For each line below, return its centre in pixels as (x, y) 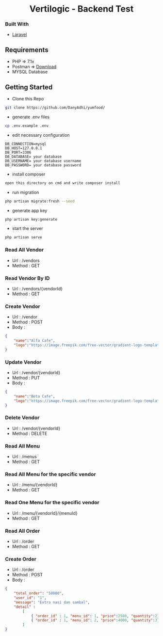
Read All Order (23, 531)
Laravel (19, 34)
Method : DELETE (30, 433)
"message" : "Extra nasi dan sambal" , (52, 602)
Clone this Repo (28, 99)
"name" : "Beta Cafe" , (34, 396)
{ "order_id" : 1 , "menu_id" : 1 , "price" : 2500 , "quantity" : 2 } (95, 616)
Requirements (27, 50)
